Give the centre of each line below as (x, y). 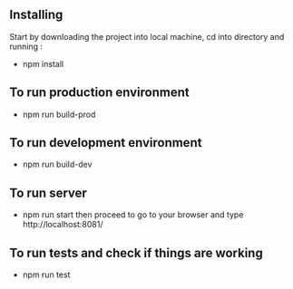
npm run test (46, 275)
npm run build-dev (57, 164)
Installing (36, 15)
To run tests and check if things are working (136, 253)
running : (26, 46)
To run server (49, 193)
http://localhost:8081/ (63, 225)
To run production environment (99, 93)
